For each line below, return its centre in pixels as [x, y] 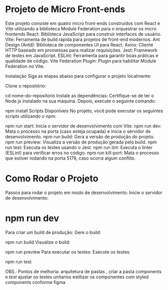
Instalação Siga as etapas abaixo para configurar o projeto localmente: [78, 76]
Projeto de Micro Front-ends [65, 9]
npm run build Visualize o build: [38, 242]
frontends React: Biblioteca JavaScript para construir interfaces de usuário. [83, 34]
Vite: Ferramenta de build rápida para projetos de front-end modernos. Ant [82, 39]
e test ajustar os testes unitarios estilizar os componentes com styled [77, 277]
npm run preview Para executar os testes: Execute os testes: [68, 252]
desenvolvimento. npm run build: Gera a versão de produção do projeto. [80, 136]
